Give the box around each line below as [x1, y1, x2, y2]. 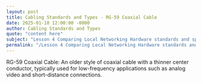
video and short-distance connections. [6, 71, 102, 78]
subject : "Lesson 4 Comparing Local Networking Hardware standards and [6, 36, 189, 42]
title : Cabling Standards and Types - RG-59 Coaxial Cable [6, 14, 158, 20]
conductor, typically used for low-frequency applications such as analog [6, 64, 186, 72]
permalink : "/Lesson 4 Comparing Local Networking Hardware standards [6, 42, 187, 48]
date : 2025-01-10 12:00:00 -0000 [6, 20, 90, 26]
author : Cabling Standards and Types [6, 25, 101, 32]
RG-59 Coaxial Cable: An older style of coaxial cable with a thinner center [6, 58, 189, 66]
